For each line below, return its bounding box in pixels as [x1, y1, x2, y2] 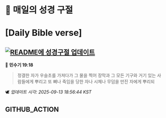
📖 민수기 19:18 [5, 62, 34, 68]
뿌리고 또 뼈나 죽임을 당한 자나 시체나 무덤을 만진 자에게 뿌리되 [34, 79, 155, 85]
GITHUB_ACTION [5, 105, 59, 114]
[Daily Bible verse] [5, 28, 82, 38]
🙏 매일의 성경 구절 [5, 4, 73, 16]
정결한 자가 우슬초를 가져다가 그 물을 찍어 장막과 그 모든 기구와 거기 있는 [17, 72, 156, 79]
